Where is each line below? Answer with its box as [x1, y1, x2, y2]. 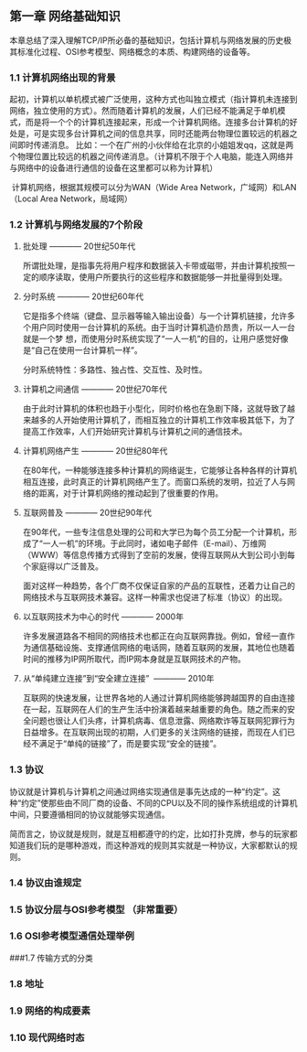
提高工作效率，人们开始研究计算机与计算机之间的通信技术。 [22, 426, 248, 437]
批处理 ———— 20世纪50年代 [22, 241, 136, 252]
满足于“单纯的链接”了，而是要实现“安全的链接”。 [38, 738, 222, 749]
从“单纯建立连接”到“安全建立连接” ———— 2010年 [22, 673, 215, 684]
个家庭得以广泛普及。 [22, 561, 103, 572]
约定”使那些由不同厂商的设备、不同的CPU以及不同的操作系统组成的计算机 [21, 797, 298, 808]
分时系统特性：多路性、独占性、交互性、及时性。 [22, 364, 207, 375]
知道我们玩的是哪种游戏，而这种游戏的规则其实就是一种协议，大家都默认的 [9, 840, 290, 851]
